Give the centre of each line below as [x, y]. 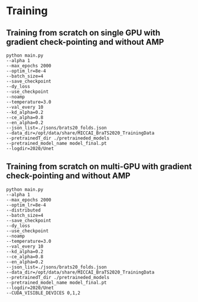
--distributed [24, 210]
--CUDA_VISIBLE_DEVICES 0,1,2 [43, 293]
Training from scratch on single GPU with [83, 33]
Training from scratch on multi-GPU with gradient [99, 167]
